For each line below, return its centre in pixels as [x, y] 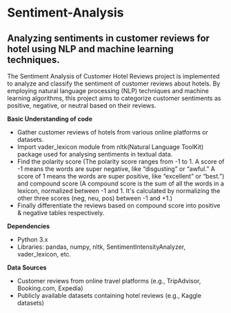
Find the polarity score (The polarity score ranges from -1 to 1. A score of [121, 161]
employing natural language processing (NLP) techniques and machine [108, 91]
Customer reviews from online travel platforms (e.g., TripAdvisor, [109, 281]
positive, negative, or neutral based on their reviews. [82, 105]
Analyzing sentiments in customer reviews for [109, 38]
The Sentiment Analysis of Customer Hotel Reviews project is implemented [113, 76]
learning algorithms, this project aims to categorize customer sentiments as [114, 98]
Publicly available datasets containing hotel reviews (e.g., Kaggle [109, 295]
